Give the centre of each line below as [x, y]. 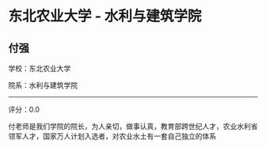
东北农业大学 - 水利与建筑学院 [105, 16]
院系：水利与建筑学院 [43, 85]
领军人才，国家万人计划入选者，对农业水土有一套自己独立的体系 [112, 136]
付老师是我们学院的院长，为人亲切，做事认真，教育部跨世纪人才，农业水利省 [133, 126]
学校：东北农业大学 [40, 68]
